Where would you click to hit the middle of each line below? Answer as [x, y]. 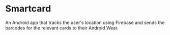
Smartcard [28, 9]
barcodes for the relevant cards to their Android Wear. [62, 27]
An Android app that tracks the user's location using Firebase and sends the [85, 22]
